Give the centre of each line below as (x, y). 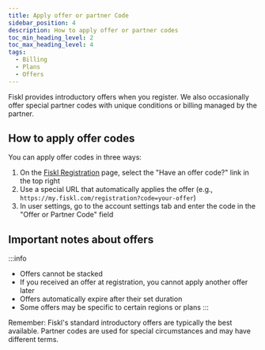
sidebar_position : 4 (42, 23)
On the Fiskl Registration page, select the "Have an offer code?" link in (134, 173)
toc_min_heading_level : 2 (51, 38)
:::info (17, 258)
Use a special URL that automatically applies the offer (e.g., (116, 190)
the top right (40, 181)
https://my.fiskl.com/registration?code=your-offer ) (108, 198)
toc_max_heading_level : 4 (51, 45)
